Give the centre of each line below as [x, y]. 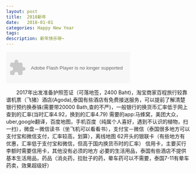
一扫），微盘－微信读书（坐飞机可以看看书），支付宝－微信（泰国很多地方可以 [98, 129]
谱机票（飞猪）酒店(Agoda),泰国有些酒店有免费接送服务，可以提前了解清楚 [96, 100]
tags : [13, 33]
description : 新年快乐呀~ [35, 39]
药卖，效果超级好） [29, 165]
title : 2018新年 [26, 17]
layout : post [22, 11]
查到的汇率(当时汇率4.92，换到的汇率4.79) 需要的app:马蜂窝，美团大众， [94, 114]
